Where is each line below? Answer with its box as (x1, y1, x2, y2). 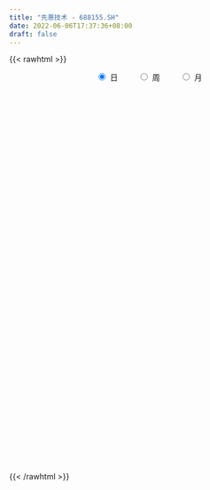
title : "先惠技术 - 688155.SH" (9, 12, 120, 22)
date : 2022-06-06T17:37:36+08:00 (9, 21, 133, 30)
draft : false (9, 29, 58, 38)
